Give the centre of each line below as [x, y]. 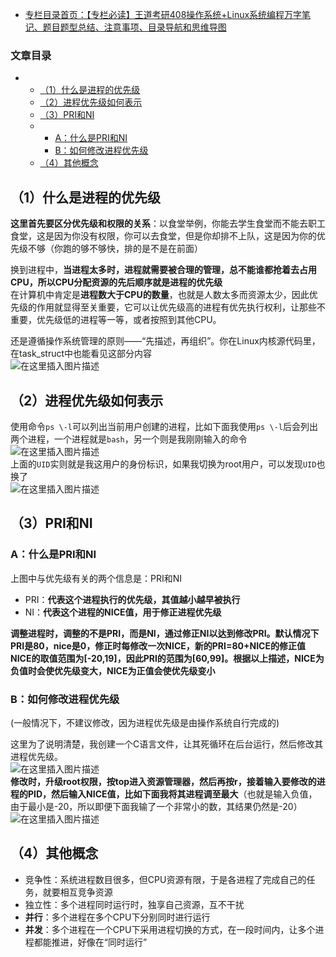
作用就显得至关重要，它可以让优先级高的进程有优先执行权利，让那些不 [181, 307]
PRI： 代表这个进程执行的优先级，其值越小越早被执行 [132, 599]
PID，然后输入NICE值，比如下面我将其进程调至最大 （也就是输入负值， [172, 794]
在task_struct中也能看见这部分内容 [81, 354]
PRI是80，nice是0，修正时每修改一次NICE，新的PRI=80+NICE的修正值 [158, 645]
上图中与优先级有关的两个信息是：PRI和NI [96, 578]
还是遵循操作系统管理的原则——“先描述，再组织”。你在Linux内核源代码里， [165, 341]
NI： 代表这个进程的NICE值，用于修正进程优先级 [123, 612]
